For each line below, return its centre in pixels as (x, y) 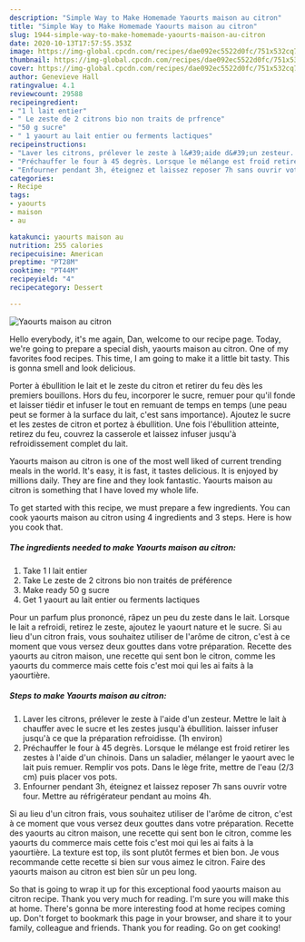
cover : (22, 69)
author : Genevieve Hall (54, 77)
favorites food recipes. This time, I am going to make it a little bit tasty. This (150, 358)
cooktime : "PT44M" (44, 271)
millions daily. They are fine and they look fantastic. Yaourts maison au (141, 480)
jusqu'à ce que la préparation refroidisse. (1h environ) (123, 738)
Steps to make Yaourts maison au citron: (88, 696)
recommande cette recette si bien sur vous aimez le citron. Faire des (138, 862)
